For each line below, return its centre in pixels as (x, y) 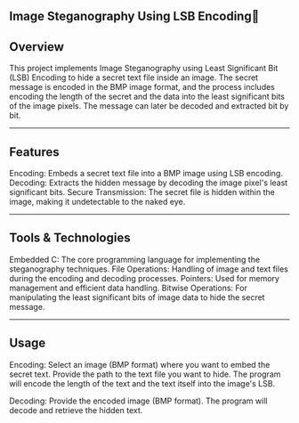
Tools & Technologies (70, 238)
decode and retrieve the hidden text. (76, 410)
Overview (37, 47)
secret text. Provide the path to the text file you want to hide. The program (145, 374)
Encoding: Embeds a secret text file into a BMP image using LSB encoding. (146, 174)
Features (34, 152)
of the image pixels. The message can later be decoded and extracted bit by (149, 106)
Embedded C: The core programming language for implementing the (135, 259)
